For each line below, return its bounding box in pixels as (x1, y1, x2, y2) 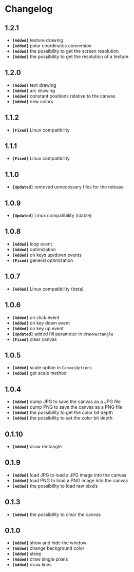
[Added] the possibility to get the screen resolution (12, 48, 119, 54)
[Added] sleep (12, 550, 42, 557)
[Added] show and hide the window (12, 540, 87, 546)
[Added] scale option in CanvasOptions (12, 365, 92, 371)
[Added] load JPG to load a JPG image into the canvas (12, 472, 127, 478)
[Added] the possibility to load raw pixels (12, 483, 98, 489)
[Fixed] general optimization (12, 257, 73, 263)
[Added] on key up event (12, 325, 64, 331)
